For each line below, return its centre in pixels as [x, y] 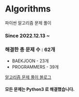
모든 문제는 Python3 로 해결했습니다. [40, 89]
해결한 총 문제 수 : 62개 [30, 49]
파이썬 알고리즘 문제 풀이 [28, 23]
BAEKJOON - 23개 [30, 61]
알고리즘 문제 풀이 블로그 [28, 77]
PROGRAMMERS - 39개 [35, 67]
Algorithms [28, 9]
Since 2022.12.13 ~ [27, 36]
